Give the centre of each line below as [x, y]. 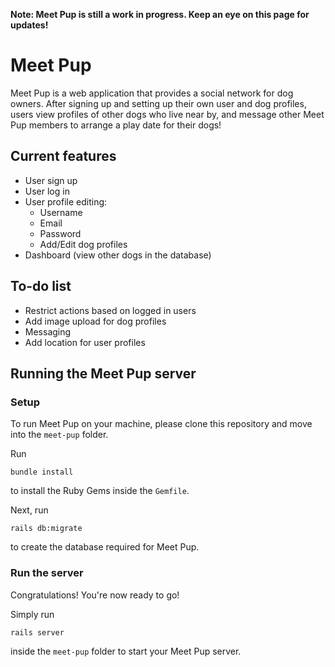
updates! [29, 25]
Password [60, 233]
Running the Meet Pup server [103, 373]
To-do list [41, 286]
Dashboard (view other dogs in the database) [118, 255]
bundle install [42, 472]
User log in [47, 191]
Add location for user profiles [85, 342]
